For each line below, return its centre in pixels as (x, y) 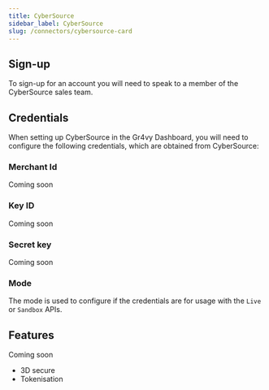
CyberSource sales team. (51, 92)
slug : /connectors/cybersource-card (70, 31)
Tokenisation (41, 379)
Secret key (30, 245)
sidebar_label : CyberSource (56, 24)
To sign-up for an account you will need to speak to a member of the (124, 84)
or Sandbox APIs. (35, 310)
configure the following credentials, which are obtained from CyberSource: (134, 146)
